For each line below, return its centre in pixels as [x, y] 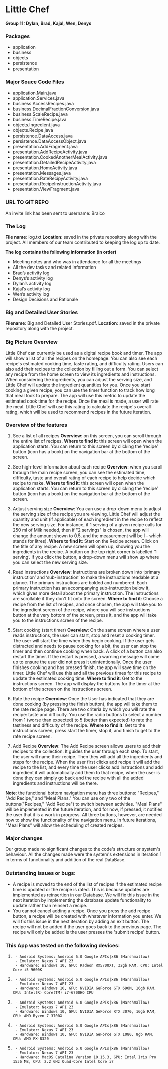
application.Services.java [38, 98]
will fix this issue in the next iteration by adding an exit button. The [81, 921]
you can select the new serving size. [50, 562]
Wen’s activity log [31, 294]
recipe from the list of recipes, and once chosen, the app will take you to [87, 604]
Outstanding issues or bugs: [41, 873]
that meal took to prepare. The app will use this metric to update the [75, 395]
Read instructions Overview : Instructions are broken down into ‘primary [87, 572]
